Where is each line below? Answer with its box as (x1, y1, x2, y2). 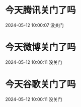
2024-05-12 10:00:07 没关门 (5, 22, 64, 28)
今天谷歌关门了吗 (5, 79, 76, 90)
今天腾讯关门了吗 (5, 5, 76, 16)
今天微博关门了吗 (5, 42, 76, 53)
